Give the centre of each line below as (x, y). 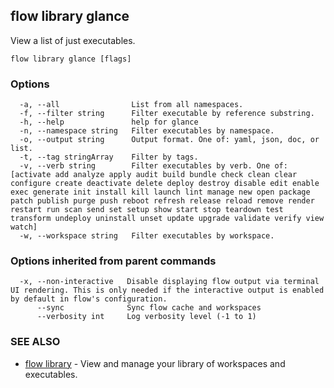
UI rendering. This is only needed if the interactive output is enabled (167, 290)
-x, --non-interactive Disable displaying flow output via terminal (169, 282)
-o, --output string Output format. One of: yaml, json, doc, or (169, 140)
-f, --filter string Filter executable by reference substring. (167, 114)
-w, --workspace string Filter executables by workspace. (147, 236)
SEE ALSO (35, 342)
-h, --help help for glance (109, 122)
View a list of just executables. (73, 40)
